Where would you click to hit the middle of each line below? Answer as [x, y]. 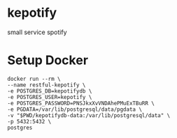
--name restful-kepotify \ [47, 85]
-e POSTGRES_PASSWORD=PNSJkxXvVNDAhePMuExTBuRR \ [81, 103]
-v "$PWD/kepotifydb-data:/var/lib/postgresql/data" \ [89, 115]
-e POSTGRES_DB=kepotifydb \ [50, 91]
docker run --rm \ [34, 79]
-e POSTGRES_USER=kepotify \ [50, 97]
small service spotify [37, 32]
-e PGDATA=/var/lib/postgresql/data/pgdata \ [75, 109]
